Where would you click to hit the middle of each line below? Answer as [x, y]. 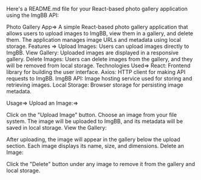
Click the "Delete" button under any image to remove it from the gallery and [101, 164]
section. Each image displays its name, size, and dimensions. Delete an [95, 146]
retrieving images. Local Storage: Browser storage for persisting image [95, 85]
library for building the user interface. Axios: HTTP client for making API [96, 72]
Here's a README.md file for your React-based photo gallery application [97, 9]
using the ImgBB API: [33, 15]
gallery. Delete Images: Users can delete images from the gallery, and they [100, 59]
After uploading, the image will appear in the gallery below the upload [93, 139]
